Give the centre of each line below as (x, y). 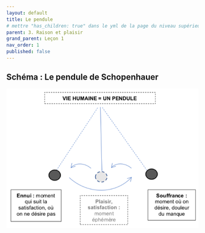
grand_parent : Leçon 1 (35, 39)
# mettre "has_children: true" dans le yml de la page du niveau (91, 26)
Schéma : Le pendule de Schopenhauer (82, 77)
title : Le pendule (30, 19)
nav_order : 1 (23, 45)
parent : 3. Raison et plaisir (45, 32)
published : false (28, 52)
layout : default (27, 13)
